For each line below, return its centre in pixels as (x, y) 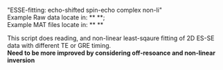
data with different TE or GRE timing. (59, 45)
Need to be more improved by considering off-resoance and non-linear (111, 53)
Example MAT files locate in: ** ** (55, 25)
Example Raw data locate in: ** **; (56, 17)
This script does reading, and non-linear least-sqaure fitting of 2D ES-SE (111, 38)
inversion (21, 60)
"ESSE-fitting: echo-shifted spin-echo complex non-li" (85, 10)
